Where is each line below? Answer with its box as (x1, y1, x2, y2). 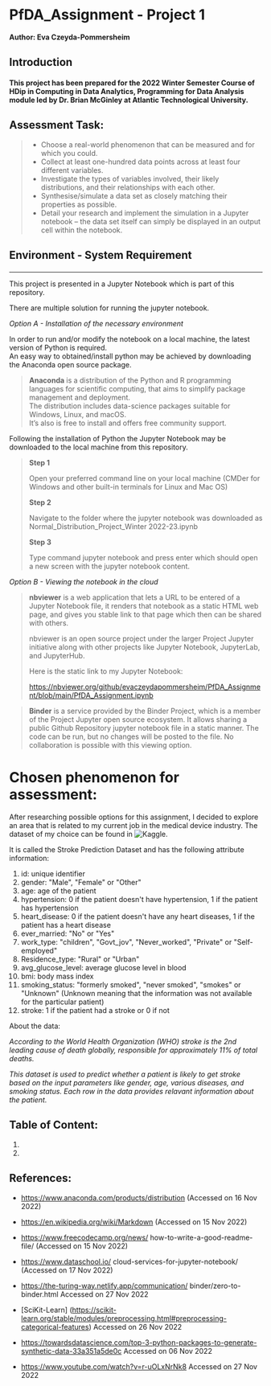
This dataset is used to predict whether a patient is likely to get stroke (9, 1069, 240, 1079)
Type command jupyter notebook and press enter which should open (28, 553, 258, 563)
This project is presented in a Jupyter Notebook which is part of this (9, 279, 235, 289)
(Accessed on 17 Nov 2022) (20, 1265, 113, 1275)
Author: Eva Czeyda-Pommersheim (9, 32, 130, 42)
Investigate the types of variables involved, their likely (40, 174, 220, 183)
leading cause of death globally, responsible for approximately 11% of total (9, 1045, 258, 1055)
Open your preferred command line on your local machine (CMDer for (28, 474, 261, 483)
